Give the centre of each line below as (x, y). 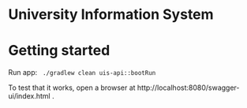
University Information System (111, 15)
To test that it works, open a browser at (72, 88)
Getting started (59, 51)
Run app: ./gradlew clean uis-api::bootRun (82, 73)
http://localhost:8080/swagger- (188, 88)
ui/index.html (29, 96)
